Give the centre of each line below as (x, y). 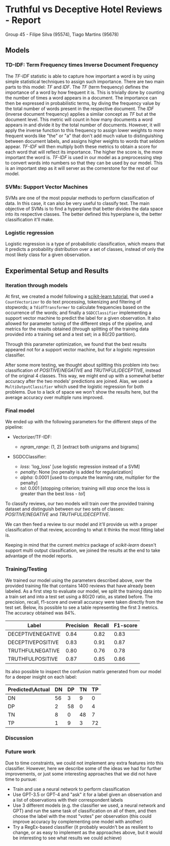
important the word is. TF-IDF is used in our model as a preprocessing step (84, 157)
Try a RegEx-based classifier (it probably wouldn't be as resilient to (83, 827)
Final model (20, 411)
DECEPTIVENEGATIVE (34, 634)
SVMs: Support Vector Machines (47, 187)
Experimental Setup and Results (57, 271)
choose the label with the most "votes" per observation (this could (82, 816)
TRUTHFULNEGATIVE (34, 650)
